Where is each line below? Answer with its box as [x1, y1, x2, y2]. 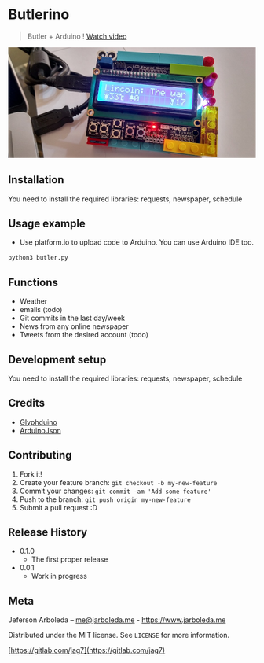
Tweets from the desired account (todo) [19, 330, 149, 340]
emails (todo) [19, 305, 63, 315]
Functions [8, 275, 59, 289]
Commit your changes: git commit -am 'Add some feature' [19, 486, 212, 495]
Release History [8, 525, 88, 539]
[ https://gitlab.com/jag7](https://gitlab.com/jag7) [8, 646, 166, 655]
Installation [8, 173, 64, 186]
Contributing [8, 448, 72, 462]
